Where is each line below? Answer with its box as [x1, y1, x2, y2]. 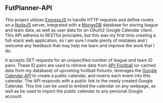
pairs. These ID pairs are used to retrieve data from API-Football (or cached [5, 62, 156, 68]
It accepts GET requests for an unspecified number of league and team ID [5, 57, 153, 63]
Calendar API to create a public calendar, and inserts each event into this [5, 72, 150, 78]
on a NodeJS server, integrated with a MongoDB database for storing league [5, 22, 158, 28]
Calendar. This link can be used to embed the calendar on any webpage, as [5, 83, 156, 89]
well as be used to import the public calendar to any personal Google [5, 88, 143, 94]
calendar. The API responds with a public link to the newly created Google [5, 78, 153, 84]
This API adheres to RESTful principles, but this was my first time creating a [5, 32, 156, 38]
